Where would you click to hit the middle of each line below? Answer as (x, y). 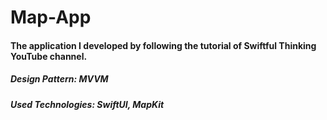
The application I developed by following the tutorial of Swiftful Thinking (163, 45)
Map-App (51, 17)
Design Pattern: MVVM (59, 79)
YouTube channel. (49, 56)
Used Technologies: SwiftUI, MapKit (87, 104)
